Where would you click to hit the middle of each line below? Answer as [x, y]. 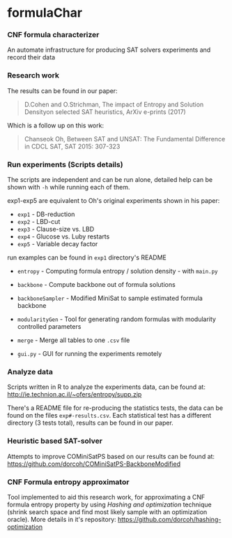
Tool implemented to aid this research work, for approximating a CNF [106, 497]
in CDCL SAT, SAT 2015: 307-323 [72, 146]
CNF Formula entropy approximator [68, 482]
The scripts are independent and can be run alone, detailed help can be [110, 180]
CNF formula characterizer [53, 35]
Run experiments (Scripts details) [65, 164]
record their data [31, 57]
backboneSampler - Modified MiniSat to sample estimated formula [110, 298]
